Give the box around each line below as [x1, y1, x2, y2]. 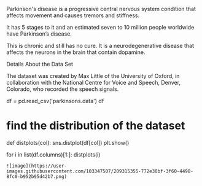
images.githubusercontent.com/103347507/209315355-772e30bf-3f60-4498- [6, 168, 193, 174]
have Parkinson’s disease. [6, 30, 72, 37]
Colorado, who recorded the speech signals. [6, 85, 119, 93]
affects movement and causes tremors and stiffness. [6, 12, 140, 19]
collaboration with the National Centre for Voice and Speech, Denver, [6, 79, 181, 86]
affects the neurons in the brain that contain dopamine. [6, 48, 146, 56]
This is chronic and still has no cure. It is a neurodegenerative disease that [6, 42, 195, 49]
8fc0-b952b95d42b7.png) [6, 173, 68, 180]
